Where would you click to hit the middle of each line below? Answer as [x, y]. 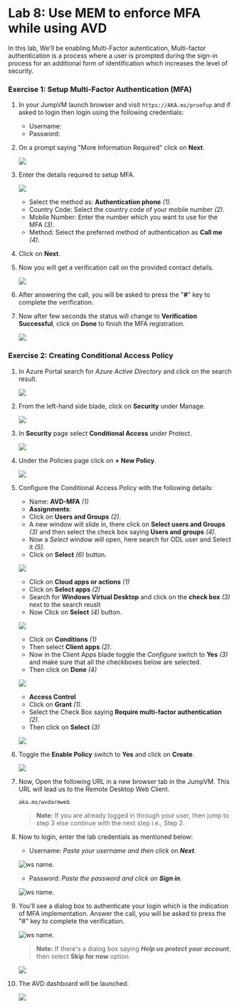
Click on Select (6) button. [68, 554]
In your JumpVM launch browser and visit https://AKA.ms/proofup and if [124, 105]
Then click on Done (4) [63, 669]
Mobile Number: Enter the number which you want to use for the [123, 217]
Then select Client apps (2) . [70, 646]
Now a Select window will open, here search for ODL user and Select [130, 539]
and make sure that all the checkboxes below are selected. [115, 662]
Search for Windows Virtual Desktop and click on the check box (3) [129, 596]
